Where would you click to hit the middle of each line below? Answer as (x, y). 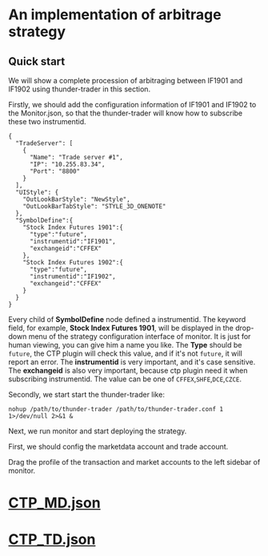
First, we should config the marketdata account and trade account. (118, 447)
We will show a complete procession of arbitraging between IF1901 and (126, 81)
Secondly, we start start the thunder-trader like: (87, 395)
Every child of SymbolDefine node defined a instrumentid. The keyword (127, 319)
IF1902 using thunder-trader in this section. (79, 89)
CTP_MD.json (55, 503)
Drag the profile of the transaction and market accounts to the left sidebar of (134, 462)
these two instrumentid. (47, 121)
